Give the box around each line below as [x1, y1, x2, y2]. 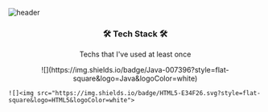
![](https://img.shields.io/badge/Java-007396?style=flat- [41, 65, 229, 75]
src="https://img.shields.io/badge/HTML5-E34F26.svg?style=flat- [37, 89, 262, 97]
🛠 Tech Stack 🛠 [102, 28, 168, 39]
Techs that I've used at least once [79, 49, 192, 60]
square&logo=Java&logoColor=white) [72, 73, 198, 84]
